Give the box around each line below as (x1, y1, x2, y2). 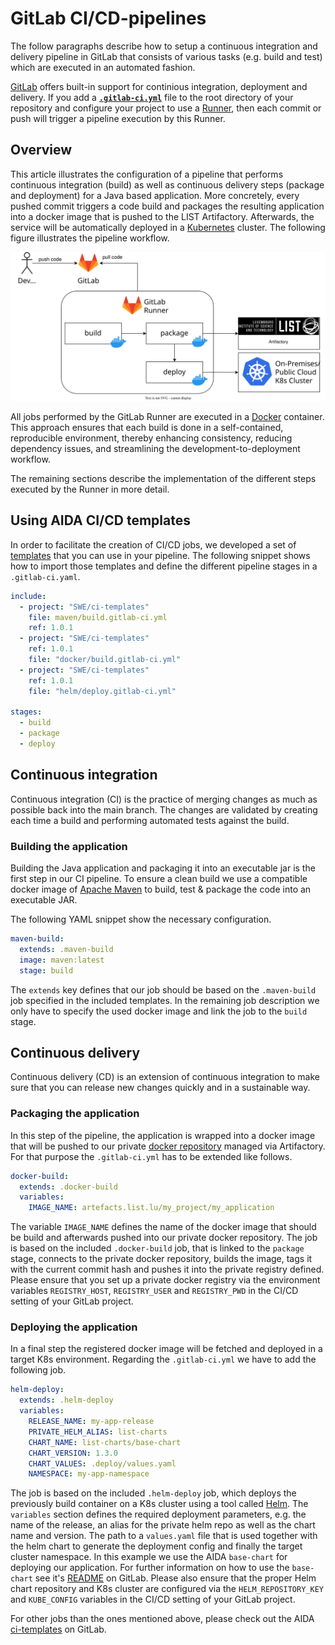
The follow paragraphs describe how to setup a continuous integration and (10, 40, 318, 52)
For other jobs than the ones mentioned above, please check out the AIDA (10, 1613, 315, 1625)
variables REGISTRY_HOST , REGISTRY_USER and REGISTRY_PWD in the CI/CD (10, 1285, 299, 1297)
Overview (10, 142, 73, 159)
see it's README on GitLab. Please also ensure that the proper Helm (34, 1572, 317, 1584)
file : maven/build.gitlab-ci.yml (28, 612, 168, 622)
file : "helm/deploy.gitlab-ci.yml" (28, 686, 177, 696)
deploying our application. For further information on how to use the (10, 1562, 290, 1574)
